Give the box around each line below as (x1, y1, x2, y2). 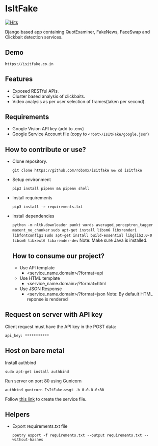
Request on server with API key (5, 310, 103, 319)
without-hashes (12, 437, 44, 442)
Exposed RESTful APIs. (12, 88, 59, 94)
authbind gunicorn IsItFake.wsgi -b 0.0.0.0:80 (5, 387, 105, 392)
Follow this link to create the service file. (5, 396, 87, 402)
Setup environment (12, 177, 51, 183)
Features (5, 75, 33, 83)
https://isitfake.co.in (5, 61, 54, 67)
